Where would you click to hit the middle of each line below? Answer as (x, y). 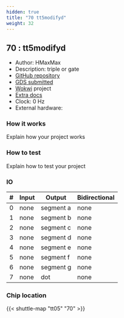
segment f (55, 258)
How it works (26, 124)
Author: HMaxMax (38, 63)
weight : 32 (20, 23)
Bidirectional (96, 197)
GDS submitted (34, 82)
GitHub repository (37, 76)
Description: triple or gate (47, 69)
